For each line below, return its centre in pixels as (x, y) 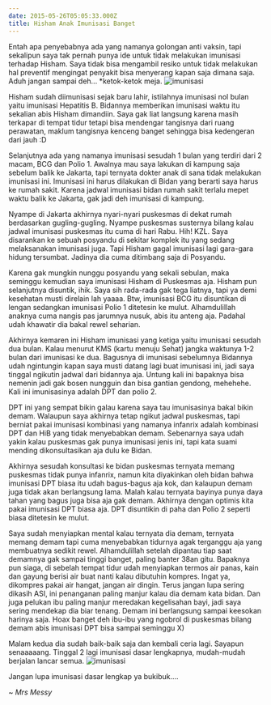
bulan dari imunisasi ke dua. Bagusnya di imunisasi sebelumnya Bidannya (131, 357)
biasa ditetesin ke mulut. (49, 517)
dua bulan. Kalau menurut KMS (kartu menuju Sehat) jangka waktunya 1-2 (131, 348)
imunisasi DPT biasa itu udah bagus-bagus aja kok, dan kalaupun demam (131, 483)
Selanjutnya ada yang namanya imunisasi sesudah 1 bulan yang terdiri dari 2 (135, 155)
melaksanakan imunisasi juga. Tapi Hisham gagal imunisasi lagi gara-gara (131, 248)
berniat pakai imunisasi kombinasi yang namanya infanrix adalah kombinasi (133, 424)
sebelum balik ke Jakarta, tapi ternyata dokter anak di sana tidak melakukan (135, 172)
